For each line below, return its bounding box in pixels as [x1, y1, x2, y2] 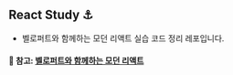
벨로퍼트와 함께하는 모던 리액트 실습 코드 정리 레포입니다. [21, 32, 225, 44]
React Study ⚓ [8, 7, 93, 23]
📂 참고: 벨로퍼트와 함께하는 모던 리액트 [8, 55, 144, 67]
